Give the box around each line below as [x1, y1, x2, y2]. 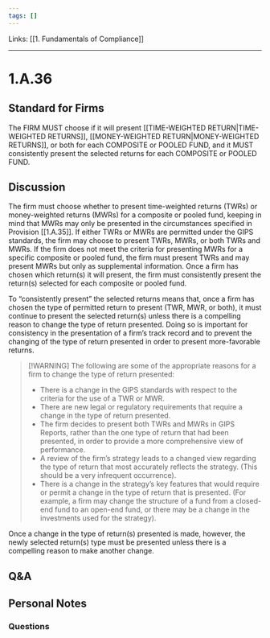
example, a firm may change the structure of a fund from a [39, 496, 235, 506]
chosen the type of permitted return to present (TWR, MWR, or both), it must [8, 303, 262, 312]
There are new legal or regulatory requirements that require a [39, 402, 243, 412]
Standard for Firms [8, 101, 104, 115]
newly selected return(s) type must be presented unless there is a [8, 537, 227, 547]
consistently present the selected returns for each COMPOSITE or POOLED [8, 148, 257, 158]
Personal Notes [8, 597, 87, 611]
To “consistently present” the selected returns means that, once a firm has [8, 294, 255, 304]
